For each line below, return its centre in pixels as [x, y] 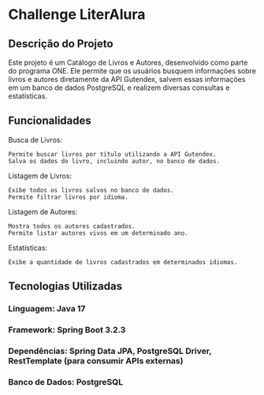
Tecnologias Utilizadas [65, 287]
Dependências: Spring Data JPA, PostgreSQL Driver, [110, 351]
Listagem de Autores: [43, 211]
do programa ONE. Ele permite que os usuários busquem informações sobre [132, 71]
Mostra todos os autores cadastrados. [72, 226]
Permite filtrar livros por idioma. [68, 197]
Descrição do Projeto [61, 44]
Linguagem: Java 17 [47, 309]
